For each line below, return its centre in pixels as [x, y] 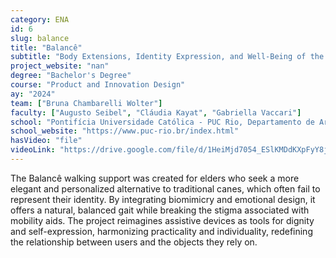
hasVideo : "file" [46, 141]
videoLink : [33, 150]
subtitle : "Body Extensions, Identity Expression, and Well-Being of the [167, 57]
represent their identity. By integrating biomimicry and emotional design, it [163, 199]
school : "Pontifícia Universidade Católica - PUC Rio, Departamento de [162, 122]
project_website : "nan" [60, 66]
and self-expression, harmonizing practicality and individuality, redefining [161, 231]
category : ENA [40, 19]
